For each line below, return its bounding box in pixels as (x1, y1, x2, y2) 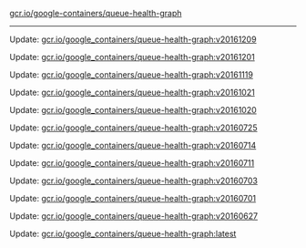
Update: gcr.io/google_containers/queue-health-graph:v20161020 (9, 105, 257, 115)
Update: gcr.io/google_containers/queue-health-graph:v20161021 (9, 87, 255, 98)
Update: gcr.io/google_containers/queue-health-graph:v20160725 (9, 122, 258, 133)
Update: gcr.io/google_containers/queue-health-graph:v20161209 (9, 34, 257, 45)
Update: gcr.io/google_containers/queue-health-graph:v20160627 (9, 211, 258, 222)
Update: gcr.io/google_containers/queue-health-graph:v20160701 (9, 193, 257, 203)
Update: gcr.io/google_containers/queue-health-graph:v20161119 (9, 69, 253, 80)
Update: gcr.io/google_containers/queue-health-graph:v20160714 (9, 140, 257, 150)
